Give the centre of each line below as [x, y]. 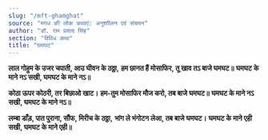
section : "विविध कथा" [41, 38]
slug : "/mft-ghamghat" [46, 16]
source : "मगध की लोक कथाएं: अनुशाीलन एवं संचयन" [78, 23]
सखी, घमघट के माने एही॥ [40, 127]
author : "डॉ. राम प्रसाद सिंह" [49, 30]
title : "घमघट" [31, 46]
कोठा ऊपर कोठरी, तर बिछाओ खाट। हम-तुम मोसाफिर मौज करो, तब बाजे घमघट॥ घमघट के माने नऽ [131, 94]
